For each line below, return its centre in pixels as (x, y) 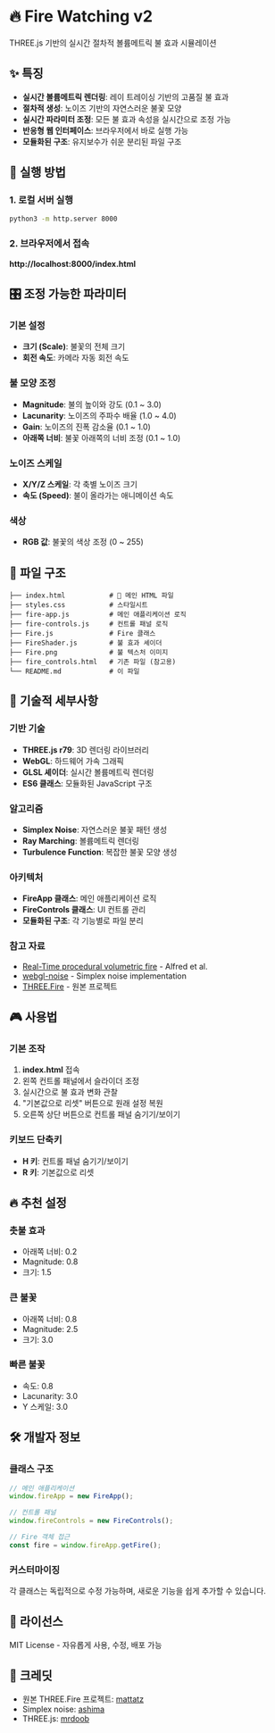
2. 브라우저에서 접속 (50, 244)
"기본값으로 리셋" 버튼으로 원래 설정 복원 (92, 1104)
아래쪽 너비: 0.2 (50, 1252)
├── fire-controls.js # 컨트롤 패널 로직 (89, 624)
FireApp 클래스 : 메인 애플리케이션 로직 (89, 898)
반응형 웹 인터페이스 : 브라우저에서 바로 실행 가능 (105, 130)
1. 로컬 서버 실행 (41, 200)
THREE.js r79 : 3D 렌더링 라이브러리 (85, 750)
